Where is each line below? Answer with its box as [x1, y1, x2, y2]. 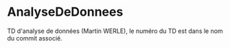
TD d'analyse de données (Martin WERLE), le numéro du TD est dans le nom [7, 27, 223, 35]
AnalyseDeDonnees [7, 4, 124, 20]
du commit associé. [7, 34, 63, 42]
